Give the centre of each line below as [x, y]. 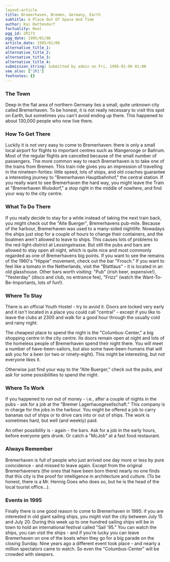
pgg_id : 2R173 [20, 33]
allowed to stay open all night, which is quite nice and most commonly [78, 250]
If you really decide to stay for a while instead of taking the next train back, [83, 218]
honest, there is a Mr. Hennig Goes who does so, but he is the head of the [82, 481]
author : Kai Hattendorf [30, 24]
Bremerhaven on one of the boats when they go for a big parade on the [80, 538]
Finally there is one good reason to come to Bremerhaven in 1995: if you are [84, 511]
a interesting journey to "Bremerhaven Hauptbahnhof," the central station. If [84, 178]
